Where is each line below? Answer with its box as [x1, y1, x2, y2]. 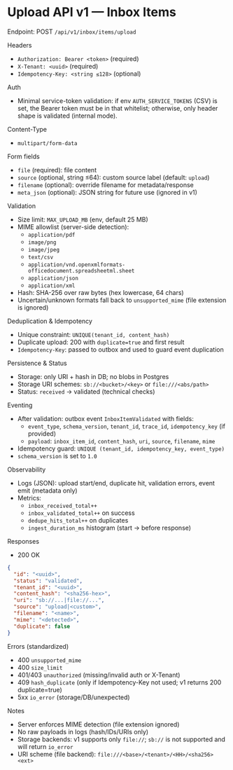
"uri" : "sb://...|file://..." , [13, 597, 105, 604]
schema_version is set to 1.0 [17, 451, 98, 460]
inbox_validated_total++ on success [27, 509, 135, 517]
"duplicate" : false [13, 623, 71, 630]
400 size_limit [17, 663, 63, 671]
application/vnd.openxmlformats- [27, 261, 126, 268]
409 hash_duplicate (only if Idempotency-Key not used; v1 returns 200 [17, 678, 222, 687]
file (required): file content [17, 165, 97, 174]
